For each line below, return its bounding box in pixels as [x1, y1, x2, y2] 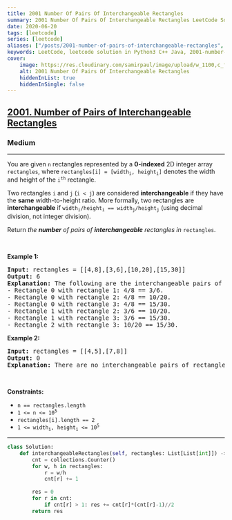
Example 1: [7, 252, 39, 260]
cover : [7, 55, 26, 62]
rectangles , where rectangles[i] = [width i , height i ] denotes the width [7, 167, 215, 177]
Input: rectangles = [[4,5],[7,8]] [7, 347, 128, 355]
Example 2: [7, 334, 40, 342]
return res [32, 508, 64, 514]
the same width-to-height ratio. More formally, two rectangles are [7, 196, 195, 204]
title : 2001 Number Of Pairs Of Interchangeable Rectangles [7, 10, 184, 17]
